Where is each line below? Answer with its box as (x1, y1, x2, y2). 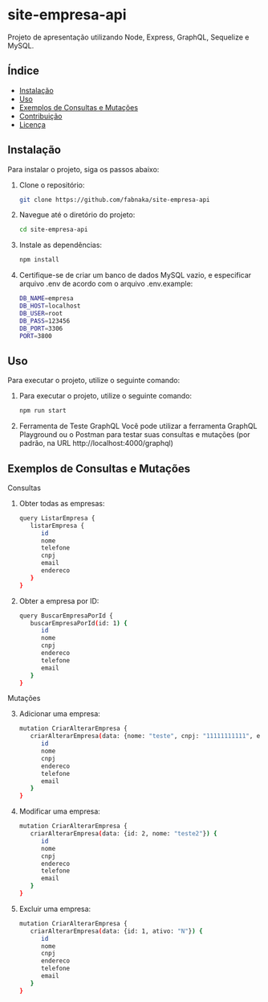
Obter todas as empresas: (18, 498, 105, 508)
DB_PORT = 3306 (18, 324, 63, 332)
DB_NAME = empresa (18, 295, 74, 303)
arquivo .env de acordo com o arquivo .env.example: (18, 279, 193, 289)
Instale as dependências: (18, 240, 102, 250)
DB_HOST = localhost (18, 302, 81, 311)
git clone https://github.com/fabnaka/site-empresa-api (18, 196, 210, 204)
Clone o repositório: (18, 179, 85, 190)
